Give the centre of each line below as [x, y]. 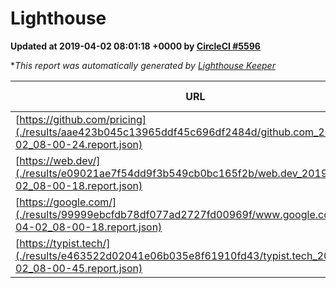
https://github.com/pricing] [83, 119]
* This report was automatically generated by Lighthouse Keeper [143, 65]
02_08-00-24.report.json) [79, 144]
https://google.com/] [68, 202]
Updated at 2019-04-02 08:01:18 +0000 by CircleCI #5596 [135, 46]
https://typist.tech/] [65, 243]
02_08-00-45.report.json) [79, 268]
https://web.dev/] [60, 160]
